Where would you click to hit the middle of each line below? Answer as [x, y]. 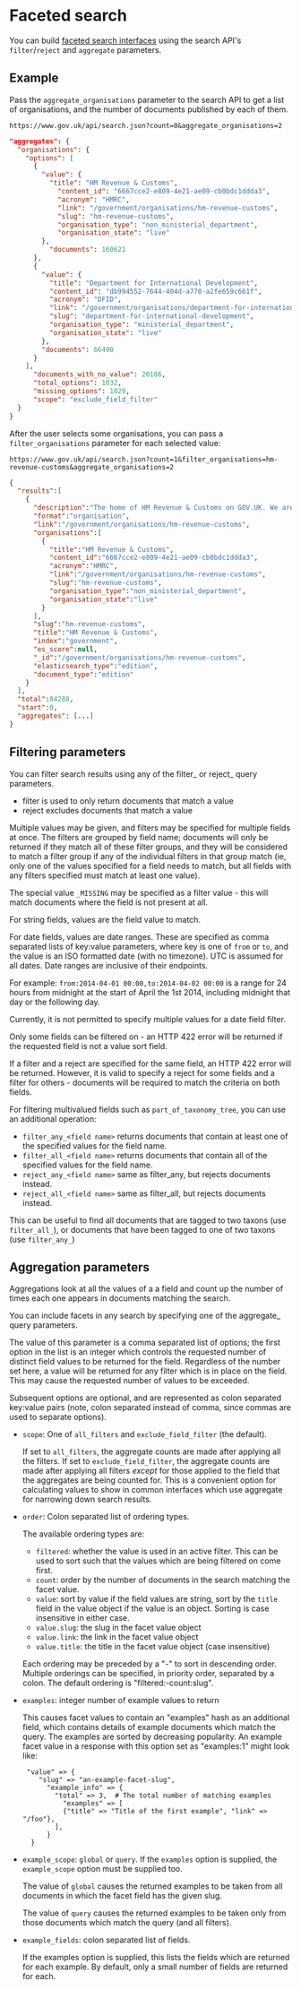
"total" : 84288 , [46, 700]
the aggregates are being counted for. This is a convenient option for [149, 1480]
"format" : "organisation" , [81, 516]
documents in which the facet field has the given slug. [122, 1896]
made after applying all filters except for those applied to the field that [151, 1471]
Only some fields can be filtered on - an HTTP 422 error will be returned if [146, 1037]
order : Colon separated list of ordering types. [106, 1517]
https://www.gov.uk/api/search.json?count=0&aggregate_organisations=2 [146, 125]
